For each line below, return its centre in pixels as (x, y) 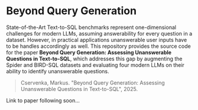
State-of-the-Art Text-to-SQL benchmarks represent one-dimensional (91, 27)
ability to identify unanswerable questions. (58, 71)
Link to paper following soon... (43, 100)
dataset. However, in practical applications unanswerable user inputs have (97, 40)
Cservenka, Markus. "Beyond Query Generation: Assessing (93, 82)
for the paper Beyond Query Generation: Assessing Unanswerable (89, 52)
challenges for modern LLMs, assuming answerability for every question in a (99, 33)
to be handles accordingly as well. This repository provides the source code (98, 46)
